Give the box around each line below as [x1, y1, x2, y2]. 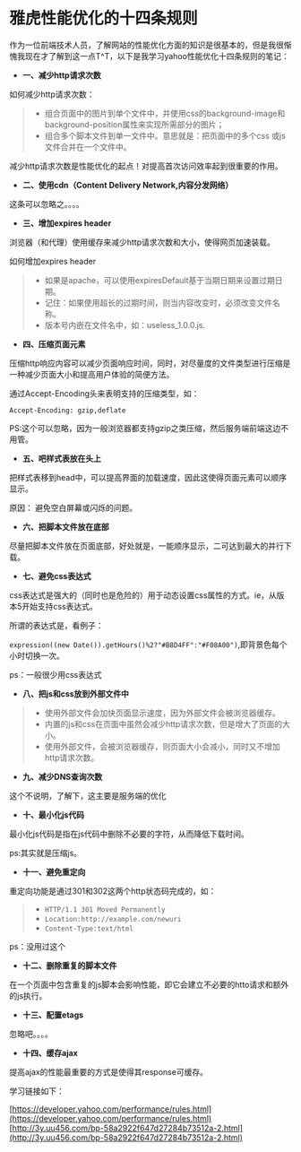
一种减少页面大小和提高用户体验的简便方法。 [9, 368, 175, 379]
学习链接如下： [9, 1086, 64, 1096]
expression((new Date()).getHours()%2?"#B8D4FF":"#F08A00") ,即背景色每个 [9, 638, 288, 650]
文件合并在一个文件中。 [44, 141, 132, 152]
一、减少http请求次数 [21, 69, 101, 81]
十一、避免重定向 [21, 866, 86, 877]
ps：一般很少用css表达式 [9, 669, 102, 680]
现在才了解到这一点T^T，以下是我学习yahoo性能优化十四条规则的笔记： [24, 50, 289, 61]
